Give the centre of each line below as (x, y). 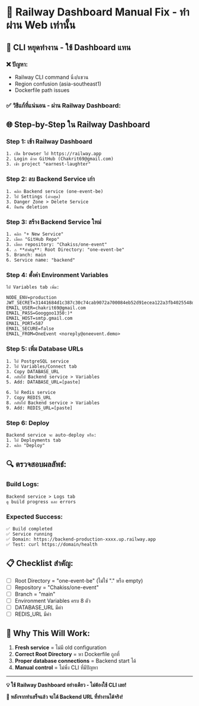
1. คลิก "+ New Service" (35, 234)
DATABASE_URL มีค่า (39, 608)
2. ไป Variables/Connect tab (41, 366)
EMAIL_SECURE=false (30, 329)
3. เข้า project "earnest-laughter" (49, 164)
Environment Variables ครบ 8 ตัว (52, 600)
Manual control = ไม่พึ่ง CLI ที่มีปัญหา (56, 667)
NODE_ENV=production (32, 298)
